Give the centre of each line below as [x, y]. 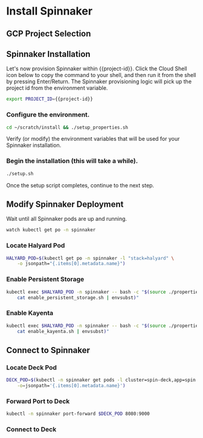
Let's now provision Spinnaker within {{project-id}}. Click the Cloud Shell [97, 69]
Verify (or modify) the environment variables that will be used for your [93, 139]
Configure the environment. [48, 115]
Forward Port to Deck [38, 401]
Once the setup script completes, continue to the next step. [80, 185]
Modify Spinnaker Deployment [65, 204]
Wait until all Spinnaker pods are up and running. [67, 219]
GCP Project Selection [49, 34]
